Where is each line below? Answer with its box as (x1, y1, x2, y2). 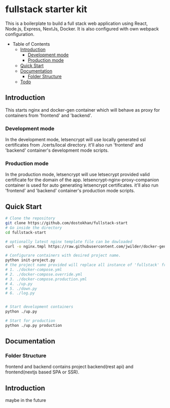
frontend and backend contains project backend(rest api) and (5, 364, 134, 370)
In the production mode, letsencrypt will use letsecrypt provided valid (5, 172, 150, 178)
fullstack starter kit (5, 4, 88, 15)
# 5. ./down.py (5, 286, 37, 291)
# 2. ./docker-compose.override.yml (5, 271, 82, 277)
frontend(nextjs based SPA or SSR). (5, 369, 79, 375)
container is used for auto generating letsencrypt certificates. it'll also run (5, 182, 158, 188)
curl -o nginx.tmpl (5, 244, 47, 249)
